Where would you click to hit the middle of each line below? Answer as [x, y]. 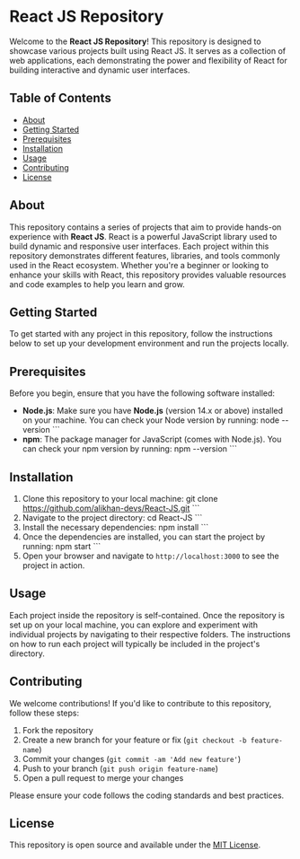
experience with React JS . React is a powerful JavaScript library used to [143, 236]
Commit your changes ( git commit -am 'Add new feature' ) [132, 758]
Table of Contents [61, 98]
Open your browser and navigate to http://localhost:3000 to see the [151, 556]
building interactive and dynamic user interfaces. [100, 70]
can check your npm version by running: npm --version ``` [130, 449]
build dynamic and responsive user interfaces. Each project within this [139, 246]
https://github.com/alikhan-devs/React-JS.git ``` [111, 508]
